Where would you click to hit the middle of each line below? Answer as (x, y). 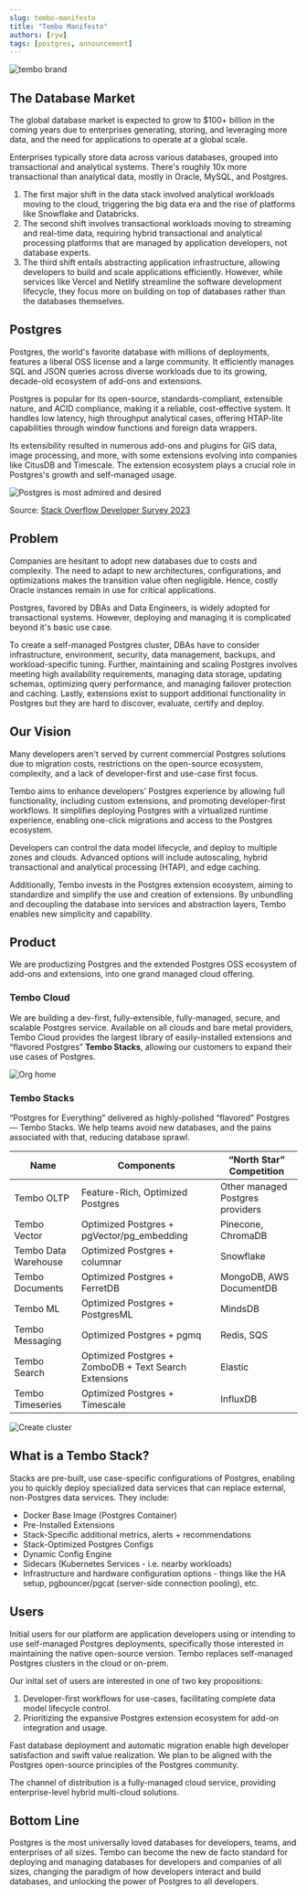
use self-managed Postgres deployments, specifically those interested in (147, 1643)
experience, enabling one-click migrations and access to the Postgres (141, 820)
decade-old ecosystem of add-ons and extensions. (106, 381)
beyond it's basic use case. (61, 627)
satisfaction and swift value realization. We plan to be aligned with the (141, 1754)
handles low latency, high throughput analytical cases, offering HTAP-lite (146, 418)
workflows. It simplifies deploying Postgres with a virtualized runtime (139, 810)
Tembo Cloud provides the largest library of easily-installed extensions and (151, 1037)
